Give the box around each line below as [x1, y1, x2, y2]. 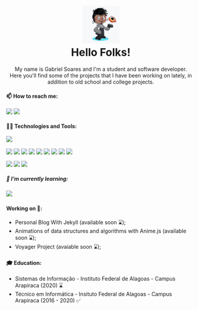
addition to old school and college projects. [47, 78, 154, 85]
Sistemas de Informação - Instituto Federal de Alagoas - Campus [14, 275, 176, 282]
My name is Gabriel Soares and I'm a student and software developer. [14, 65, 187, 73]
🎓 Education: [6, 260, 42, 267]
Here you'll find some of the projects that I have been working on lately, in [10, 71, 192, 79]
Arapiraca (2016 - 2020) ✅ [14, 297, 81, 304]
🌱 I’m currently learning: [6, 175, 68, 182]
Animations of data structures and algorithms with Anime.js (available [14, 227, 187, 234]
